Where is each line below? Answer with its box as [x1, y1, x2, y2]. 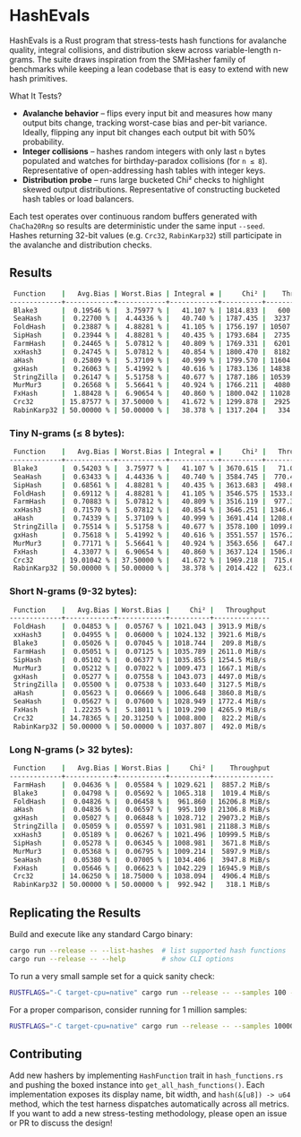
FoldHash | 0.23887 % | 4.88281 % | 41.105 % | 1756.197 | [13, 323, 267, 332]
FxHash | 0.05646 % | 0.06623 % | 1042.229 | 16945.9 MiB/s [13, 864, 271, 873]
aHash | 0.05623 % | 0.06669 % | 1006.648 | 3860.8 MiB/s [13, 689, 267, 698]
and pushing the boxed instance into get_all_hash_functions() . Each [9, 1080, 265, 1090]
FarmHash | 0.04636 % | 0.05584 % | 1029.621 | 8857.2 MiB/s [13, 780, 271, 789]
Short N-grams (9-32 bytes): [9, 585, 137, 598]
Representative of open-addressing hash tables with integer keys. [21, 165, 266, 176]
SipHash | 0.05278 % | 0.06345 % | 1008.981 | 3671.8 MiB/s [13, 839, 271, 848]
